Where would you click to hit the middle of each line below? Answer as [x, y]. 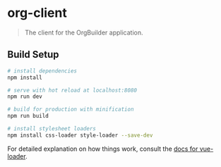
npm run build [28, 116]
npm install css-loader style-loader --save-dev [80, 135]
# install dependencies [42, 71]
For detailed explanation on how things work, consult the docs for [103, 149]
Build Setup [33, 55]
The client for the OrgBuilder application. [84, 32]
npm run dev [25, 97]
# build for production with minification [71, 110]
